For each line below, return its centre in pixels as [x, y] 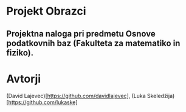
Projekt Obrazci [46, 11]
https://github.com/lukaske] [43, 102]
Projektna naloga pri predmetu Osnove [81, 34]
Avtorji [24, 79]
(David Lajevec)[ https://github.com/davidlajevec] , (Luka [76, 96]
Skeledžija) [161, 96]
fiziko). [20, 53]
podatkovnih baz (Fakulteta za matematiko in [93, 43]
